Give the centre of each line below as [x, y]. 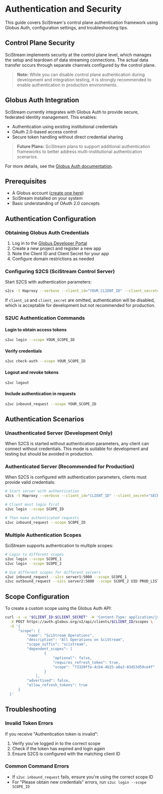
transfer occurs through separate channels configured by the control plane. [81, 65]
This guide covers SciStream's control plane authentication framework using [81, 22]
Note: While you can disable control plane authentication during [81, 75]
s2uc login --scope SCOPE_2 [33, 564]
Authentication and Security [63, 9]
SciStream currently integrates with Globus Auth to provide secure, [72, 112]
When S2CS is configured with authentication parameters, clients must [76, 477]
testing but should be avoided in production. [49, 454]
